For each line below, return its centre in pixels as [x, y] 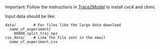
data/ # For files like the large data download [63, 25]
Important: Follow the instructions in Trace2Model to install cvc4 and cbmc [80, 7]
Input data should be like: [30, 16]
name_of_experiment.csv [33, 42]
